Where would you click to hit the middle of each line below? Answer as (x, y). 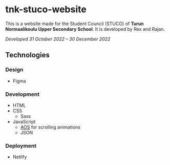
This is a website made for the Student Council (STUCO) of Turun (75, 24)
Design (14, 70)
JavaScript (24, 121)
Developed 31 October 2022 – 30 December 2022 (58, 39)
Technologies (28, 55)
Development (23, 94)
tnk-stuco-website (46, 9)
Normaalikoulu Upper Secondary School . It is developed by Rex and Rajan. (85, 29)
